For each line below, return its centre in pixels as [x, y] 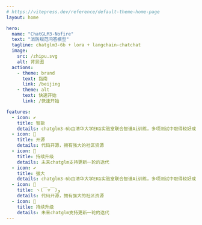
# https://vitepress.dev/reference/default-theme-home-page [83, 12]
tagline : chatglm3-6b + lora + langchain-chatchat [76, 45]
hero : [13, 28]
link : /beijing [41, 84]
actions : [23, 67]
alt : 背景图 [31, 62]
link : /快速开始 [41, 101]
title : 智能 [31, 123]
